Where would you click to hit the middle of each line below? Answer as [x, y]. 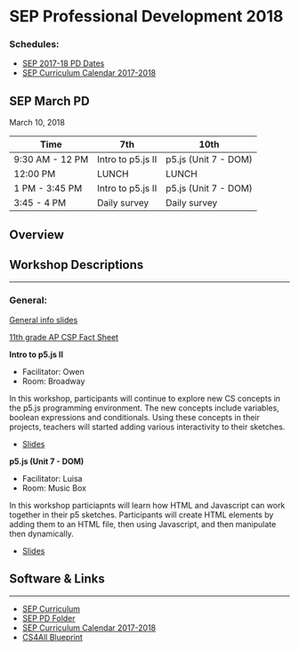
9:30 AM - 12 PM [51, 159]
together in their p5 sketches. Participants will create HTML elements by [141, 515]
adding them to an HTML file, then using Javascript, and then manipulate [143, 524]
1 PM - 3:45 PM [48, 189]
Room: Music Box [54, 488]
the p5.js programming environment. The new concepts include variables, [145, 408]
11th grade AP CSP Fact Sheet [64, 337]
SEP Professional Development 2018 [146, 16]
